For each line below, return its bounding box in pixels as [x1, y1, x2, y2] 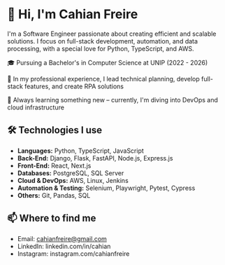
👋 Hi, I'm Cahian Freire [7, 6, 138, 22]
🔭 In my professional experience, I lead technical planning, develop [7, 74, 201, 83]
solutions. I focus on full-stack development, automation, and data [7, 36, 198, 45]
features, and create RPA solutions [24, 82, 124, 90]
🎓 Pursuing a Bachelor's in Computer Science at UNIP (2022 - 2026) [7, 58, 208, 67]
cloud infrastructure [7, 103, 65, 111]
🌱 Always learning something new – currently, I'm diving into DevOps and [7, 95, 219, 104]
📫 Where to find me [7, 212, 96, 224]
